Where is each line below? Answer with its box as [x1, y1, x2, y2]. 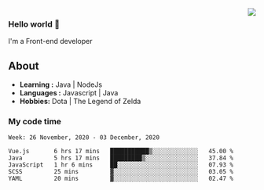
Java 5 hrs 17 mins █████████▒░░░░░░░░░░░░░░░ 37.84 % [8, 154, 234, 163]
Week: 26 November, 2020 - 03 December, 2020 [8, 134, 159, 142]
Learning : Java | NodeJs [19, 80, 103, 89]
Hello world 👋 [8, 19, 60, 30]
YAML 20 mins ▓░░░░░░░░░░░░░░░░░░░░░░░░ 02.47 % [8, 175, 234, 183]
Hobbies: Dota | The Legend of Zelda [19, 97, 141, 106]
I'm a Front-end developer [8, 37, 93, 46]
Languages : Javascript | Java [19, 88, 119, 98]
